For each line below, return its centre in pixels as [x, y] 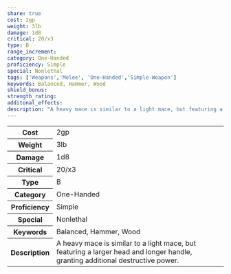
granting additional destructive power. [118, 260]
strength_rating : [32, 97]
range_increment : [32, 52]
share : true [24, 13]
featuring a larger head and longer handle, [124, 252]
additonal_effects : [35, 103]
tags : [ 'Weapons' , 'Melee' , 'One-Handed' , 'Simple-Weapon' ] [92, 77]
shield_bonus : [27, 90]
